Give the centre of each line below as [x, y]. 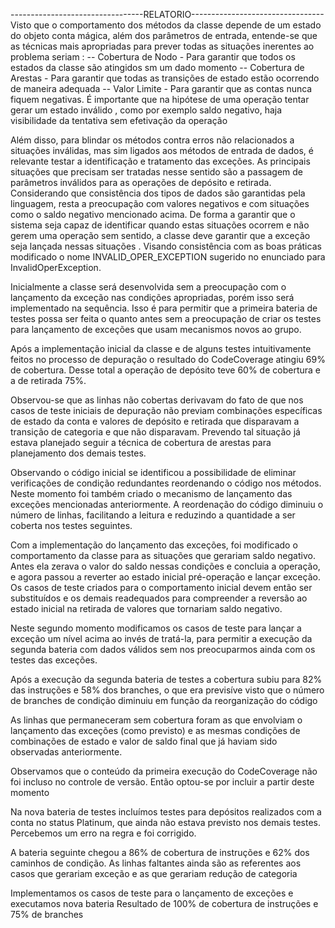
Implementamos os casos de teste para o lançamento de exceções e [152, 893]
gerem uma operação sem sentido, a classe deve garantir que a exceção [160, 235]
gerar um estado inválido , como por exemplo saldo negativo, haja [146, 110]
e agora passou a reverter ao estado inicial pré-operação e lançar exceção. [165, 577]
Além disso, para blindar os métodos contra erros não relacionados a [152, 140]
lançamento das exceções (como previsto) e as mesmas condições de [155, 730]
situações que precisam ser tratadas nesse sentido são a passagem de [156, 172]
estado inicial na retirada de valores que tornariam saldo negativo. [146, 608]
